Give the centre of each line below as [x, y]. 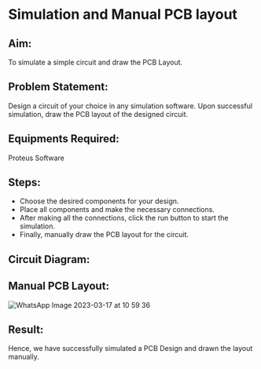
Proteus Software [36, 158]
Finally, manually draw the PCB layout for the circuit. [104, 235]
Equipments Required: [64, 139]
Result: [26, 330]
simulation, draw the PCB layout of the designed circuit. [98, 114]
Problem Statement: [58, 87]
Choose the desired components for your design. [99, 201]
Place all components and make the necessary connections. [117, 210]
